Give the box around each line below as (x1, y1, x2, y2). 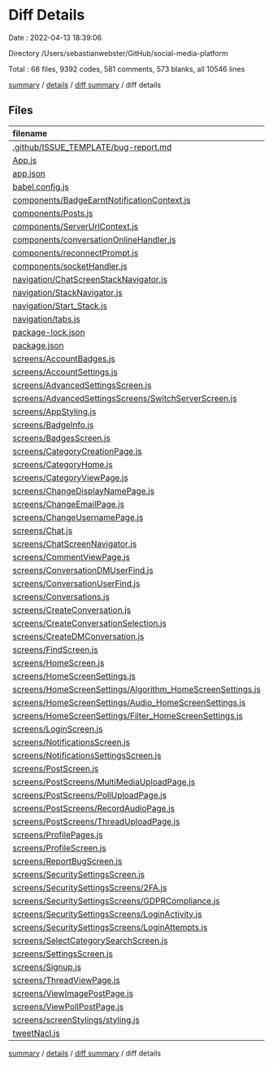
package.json (12, 339, 64, 351)
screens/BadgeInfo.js (12, 419, 94, 430)
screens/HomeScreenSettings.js (12, 670, 136, 681)
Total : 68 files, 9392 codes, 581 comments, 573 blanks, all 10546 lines (8, 63, 245, 74)
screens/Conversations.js (12, 591, 110, 602)
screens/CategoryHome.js (12, 458, 113, 470)
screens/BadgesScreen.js (12, 432, 111, 443)
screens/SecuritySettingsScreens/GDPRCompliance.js (12, 895, 220, 907)
